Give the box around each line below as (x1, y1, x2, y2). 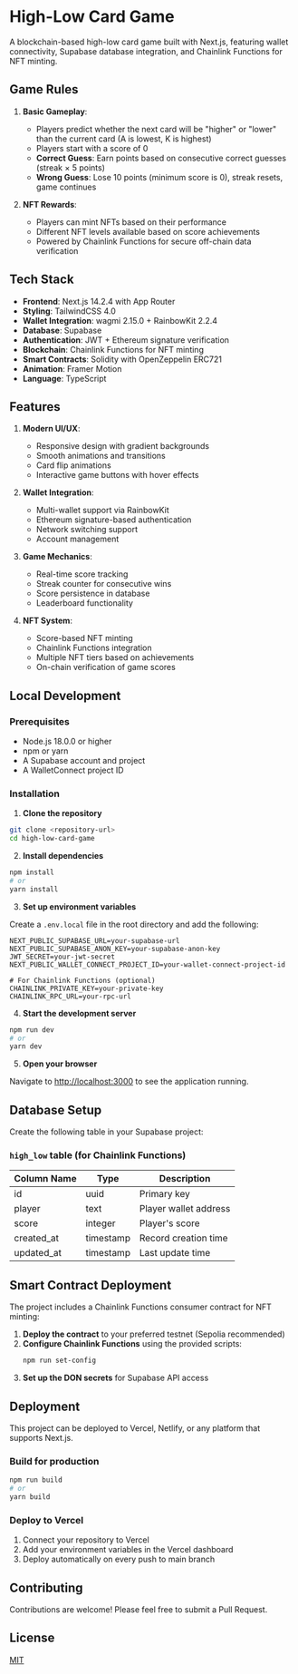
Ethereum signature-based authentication (35, 514, 192, 525)
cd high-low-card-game (9, 834, 95, 843)
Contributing (9, 1580, 83, 1595)
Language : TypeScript (22, 373, 107, 384)
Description (159, 1173, 211, 1185)
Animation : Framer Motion (22, 363, 122, 374)
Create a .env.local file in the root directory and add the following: (9, 919, 259, 929)
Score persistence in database (35, 588, 150, 599)
